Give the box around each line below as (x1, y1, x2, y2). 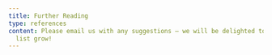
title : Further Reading (8, 11, 89, 20)
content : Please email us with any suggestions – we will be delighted (8, 27, 255, 35)
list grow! (15, 34, 53, 43)
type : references (8, 19, 67, 27)
